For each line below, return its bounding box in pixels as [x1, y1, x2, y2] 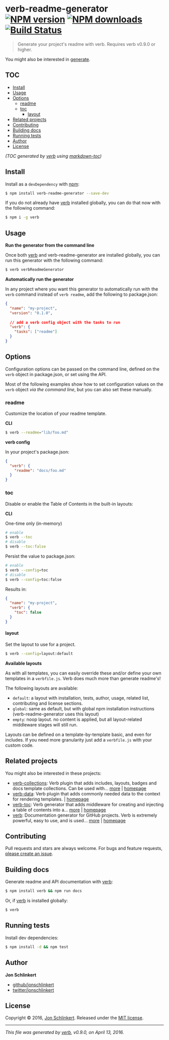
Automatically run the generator [5, 276, 74, 282]
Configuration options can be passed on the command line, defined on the [5, 366, 160, 372]
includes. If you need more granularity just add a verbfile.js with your [5, 737, 152, 743]
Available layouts [5, 660, 42, 666]
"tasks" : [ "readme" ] [14, 329, 57, 334]
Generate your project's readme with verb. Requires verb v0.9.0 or [17, 41, 156, 47]
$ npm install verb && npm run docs [5, 888, 82, 894]
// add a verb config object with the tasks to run [10, 320, 121, 325]
